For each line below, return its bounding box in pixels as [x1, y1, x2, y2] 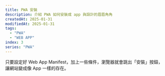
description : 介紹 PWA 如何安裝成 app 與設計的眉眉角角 [5, 12, 113, 17]
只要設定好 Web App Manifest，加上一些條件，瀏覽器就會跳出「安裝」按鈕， [5, 58, 163, 65]
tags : [5, 26, 16, 31]
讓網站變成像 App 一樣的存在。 [5, 65, 69, 71]
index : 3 [5, 40, 23, 45]
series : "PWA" [5, 44, 35, 49]
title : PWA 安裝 [5, 7, 37, 12]
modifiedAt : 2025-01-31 [5, 21, 55, 26]
